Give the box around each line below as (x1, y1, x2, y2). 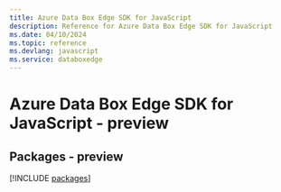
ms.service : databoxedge (9, 55, 103, 64)
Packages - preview (9, 149, 124, 164)
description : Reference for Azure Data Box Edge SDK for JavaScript (9, 22, 273, 31)
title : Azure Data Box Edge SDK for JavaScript (9, 13, 192, 23)
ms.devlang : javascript (9, 47, 99, 56)
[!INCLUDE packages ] (9, 173, 91, 183)
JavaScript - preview (9, 114, 170, 133)
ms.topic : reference (9, 38, 88, 48)
